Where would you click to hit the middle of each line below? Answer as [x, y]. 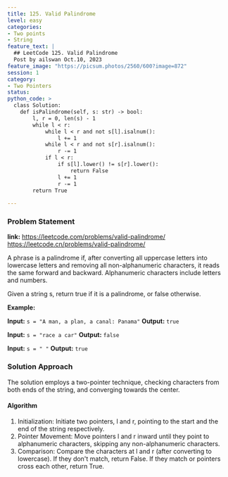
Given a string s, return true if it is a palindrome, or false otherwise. [104, 294]
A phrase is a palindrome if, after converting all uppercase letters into [107, 258]
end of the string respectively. [61, 428]
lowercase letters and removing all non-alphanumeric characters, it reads [114, 265]
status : [19, 92]
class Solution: [37, 106]
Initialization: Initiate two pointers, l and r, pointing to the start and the [118, 421]
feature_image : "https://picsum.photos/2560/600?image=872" [97, 66]
